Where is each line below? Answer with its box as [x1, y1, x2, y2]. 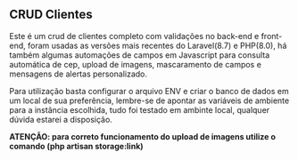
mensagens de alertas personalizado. [9, 68, 148, 79]
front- [261, 30, 283, 41]
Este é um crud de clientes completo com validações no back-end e [9, 30, 260, 41]
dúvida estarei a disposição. [9, 114, 113, 124]
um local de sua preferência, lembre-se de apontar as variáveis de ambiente [9, 95, 290, 106]
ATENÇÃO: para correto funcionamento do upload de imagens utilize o [9, 131, 277, 141]
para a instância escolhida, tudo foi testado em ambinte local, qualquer [9, 104, 270, 115]
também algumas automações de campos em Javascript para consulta [9, 49, 270, 60]
